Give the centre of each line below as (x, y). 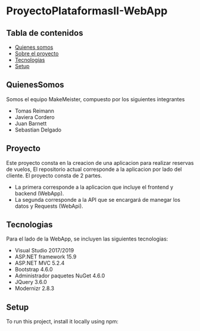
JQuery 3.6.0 (31, 282)
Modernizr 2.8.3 (35, 288)
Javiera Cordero (35, 117)
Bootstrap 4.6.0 (34, 270)
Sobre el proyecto (37, 54)
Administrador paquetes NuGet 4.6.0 (60, 276)
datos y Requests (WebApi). (49, 206)
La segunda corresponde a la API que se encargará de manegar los (97, 199)
